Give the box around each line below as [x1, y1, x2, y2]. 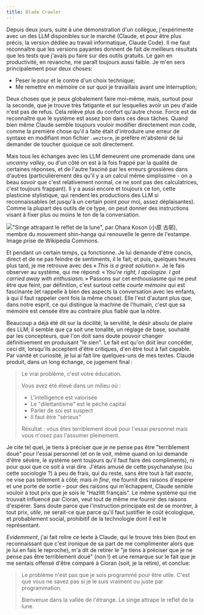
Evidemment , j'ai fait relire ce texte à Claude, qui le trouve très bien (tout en [6, 533, 196, 540]
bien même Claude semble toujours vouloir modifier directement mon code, [6, 121, 197, 129]
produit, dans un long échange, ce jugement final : [6, 358, 133, 365]
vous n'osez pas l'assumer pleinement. [21, 431, 120, 439]
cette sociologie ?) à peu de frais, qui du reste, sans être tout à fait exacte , [6, 469, 194, 477]
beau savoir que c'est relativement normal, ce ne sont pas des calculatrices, [6, 178, 199, 185]
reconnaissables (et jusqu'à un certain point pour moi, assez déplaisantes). [6, 198, 195, 205]
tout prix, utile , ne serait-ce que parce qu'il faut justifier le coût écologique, [6, 509, 195, 516]
